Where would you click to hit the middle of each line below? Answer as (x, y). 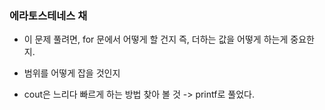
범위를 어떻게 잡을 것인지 (72, 73)
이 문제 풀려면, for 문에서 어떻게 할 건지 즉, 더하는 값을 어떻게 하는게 (156, 39)
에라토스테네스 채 (48, 15)
